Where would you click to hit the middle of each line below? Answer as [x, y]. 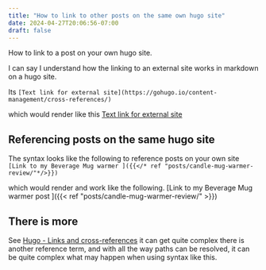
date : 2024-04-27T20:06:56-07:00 [64, 23]
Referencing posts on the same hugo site [112, 139]
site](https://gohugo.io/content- [160, 93]
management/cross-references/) [60, 100]
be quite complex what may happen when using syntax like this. [113, 257]
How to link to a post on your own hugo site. [80, 53]
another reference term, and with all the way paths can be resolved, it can [129, 249]
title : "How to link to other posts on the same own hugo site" [117, 15]
